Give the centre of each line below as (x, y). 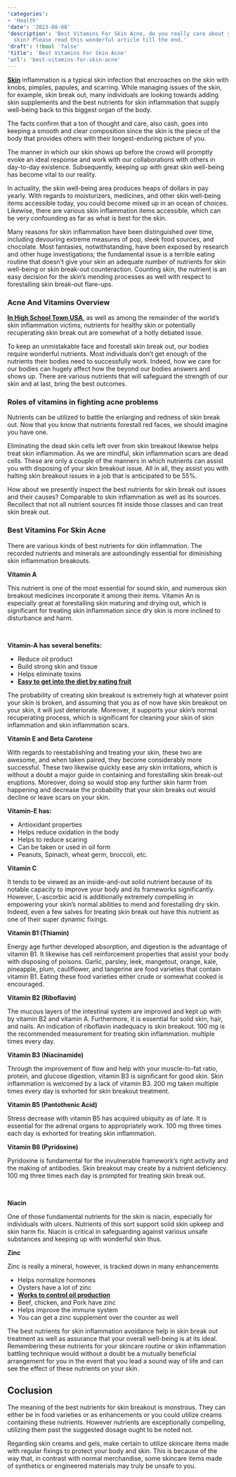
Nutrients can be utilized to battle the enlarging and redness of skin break (114, 417)
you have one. (28, 432)
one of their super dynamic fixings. (58, 919)
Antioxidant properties (50, 824)
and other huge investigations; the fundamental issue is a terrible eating (111, 254)
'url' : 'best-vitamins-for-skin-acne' (64, 60)
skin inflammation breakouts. (49, 560)
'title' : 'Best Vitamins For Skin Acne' (67, 54)
